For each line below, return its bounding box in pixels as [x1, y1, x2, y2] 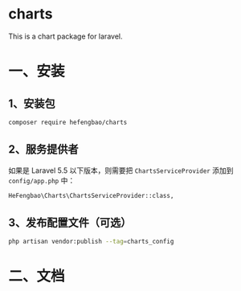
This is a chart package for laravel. [8, 31, 123, 41]
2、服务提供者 [8, 142, 79, 157]
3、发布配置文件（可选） [8, 215, 132, 229]
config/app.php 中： [8, 175, 76, 185]
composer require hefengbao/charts [8, 118, 128, 126]
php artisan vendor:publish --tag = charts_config [8, 238, 174, 246]
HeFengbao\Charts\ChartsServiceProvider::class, [8, 191, 174, 199]
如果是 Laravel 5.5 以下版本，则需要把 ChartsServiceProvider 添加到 [8, 166, 234, 175]
